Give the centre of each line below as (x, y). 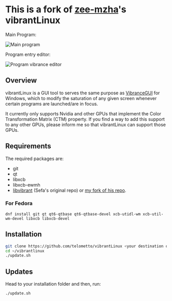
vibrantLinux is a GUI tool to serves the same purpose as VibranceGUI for (83, 93)
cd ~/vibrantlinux (25, 251)
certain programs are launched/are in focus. (52, 104)
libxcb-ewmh (27, 185)
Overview (21, 81)
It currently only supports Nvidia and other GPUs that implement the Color (83, 113)
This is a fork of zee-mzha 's (66, 9)
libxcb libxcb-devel (48, 218)
